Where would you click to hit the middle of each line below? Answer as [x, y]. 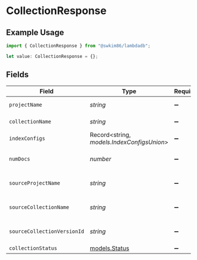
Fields [18, 75]
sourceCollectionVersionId [47, 231]
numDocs [20, 159]
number [101, 159]
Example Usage [35, 32]
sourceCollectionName [39, 207]
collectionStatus [33, 248]
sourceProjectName [35, 183]
